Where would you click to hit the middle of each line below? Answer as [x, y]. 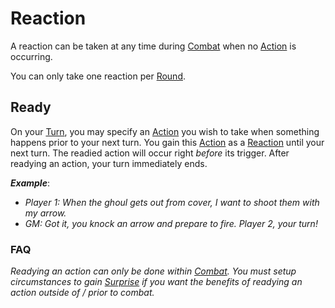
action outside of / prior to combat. [82, 293]
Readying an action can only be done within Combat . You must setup [153, 271]
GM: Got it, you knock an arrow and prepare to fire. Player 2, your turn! [171, 223]
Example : [30, 183]
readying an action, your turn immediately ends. [109, 163]
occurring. [31, 56]
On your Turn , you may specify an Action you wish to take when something [165, 131]
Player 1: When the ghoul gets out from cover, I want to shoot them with [172, 202]
